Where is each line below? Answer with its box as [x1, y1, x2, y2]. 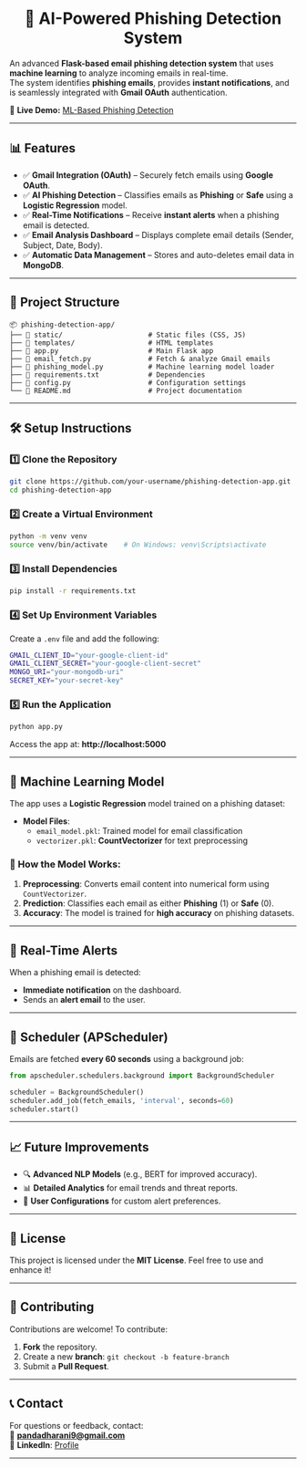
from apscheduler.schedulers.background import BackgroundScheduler [9, 1071, 275, 1080]
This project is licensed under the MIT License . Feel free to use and [9, 1255, 264, 1266]
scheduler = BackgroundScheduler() [9, 1088, 145, 1097]
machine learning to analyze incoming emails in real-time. [9, 68, 229, 78]
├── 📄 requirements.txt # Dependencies [9, 370, 206, 380]
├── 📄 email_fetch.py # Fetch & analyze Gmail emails [9, 354, 271, 363]
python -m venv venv [9, 532, 88, 541]
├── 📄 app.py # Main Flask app [9, 346, 214, 355]
